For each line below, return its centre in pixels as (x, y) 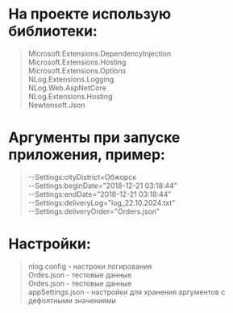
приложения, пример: (87, 155)
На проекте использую (90, 14)
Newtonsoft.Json (56, 105)
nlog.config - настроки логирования (90, 266)
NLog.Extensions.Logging (71, 79)
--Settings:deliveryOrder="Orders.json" (94, 211)
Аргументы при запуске (94, 138)
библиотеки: (53, 31)
